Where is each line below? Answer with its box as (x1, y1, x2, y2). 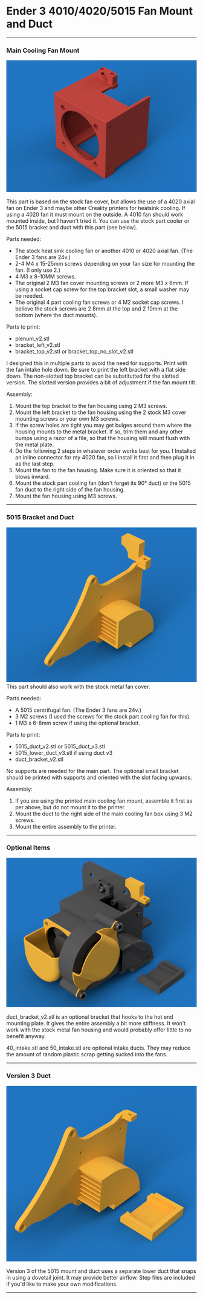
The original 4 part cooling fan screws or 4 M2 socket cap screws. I (14, 298, 184, 306)
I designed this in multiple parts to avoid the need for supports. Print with (6, 360, 188, 367)
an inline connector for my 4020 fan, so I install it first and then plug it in (14, 454, 195, 461)
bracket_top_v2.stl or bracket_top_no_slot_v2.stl (14, 348, 134, 355)
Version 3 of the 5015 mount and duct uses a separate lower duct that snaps (6, 1268, 196, 1275)
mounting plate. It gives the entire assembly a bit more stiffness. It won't (6, 1020, 186, 1027)
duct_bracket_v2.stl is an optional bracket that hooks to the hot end (6, 1013, 173, 1021)
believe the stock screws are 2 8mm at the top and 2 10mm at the (14, 305, 178, 312)
